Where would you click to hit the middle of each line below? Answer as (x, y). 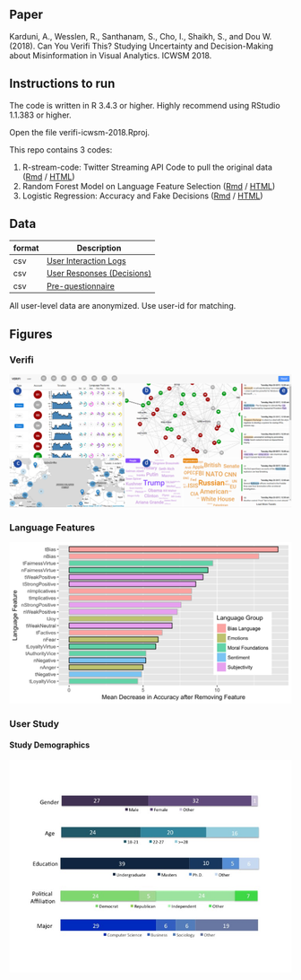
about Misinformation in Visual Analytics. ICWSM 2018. (111, 55)
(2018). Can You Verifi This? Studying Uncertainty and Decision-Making (142, 46)
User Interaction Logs (86, 261)
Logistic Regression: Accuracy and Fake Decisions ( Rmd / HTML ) (142, 196)
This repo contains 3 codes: (61, 149)
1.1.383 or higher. (40, 115)
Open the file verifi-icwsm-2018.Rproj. (80, 132)
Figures (31, 334)
